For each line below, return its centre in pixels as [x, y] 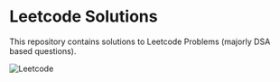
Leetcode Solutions [84, 17]
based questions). [43, 50]
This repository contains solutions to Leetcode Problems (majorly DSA [140, 41]
